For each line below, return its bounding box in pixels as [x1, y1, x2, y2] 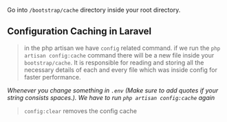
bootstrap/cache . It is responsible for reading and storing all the [23, 58, 204, 66]
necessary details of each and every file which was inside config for [23, 65, 218, 74]
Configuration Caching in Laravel [7, 25, 152, 37]
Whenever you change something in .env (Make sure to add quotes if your [7, 86, 219, 95]
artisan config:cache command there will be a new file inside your [23, 51, 215, 59]
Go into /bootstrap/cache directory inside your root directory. [7, 6, 181, 14]
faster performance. [23, 73, 81, 81]
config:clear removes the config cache [23, 106, 138, 115]
